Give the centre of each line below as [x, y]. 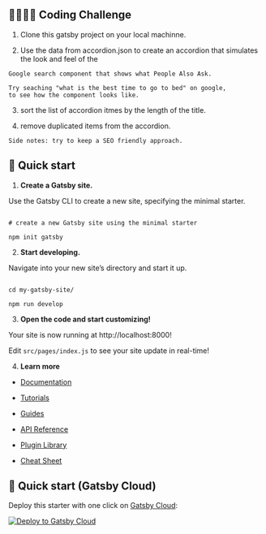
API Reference [44, 429]
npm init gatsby [36, 237]
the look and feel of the [59, 58]
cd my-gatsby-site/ [41, 290]
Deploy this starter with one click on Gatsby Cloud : [93, 506]
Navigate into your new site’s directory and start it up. [98, 268]
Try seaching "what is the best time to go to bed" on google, [118, 88]
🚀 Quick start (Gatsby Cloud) [82, 487]
